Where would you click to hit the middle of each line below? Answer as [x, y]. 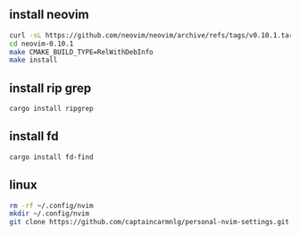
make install [33, 60]
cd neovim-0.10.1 [42, 44]
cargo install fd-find [51, 157]
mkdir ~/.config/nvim [50, 214]
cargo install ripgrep [51, 109]
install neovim [49, 15]
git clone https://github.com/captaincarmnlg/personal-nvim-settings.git [150, 222]
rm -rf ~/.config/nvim [51, 206]
